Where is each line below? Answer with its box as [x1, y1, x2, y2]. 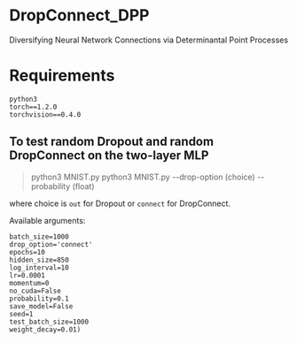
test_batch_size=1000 [9, 317, 90, 326]
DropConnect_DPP [9, 5, 150, 26]
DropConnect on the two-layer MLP [9, 148, 209, 164]
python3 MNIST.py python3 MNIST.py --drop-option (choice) [30, 171, 255, 182]
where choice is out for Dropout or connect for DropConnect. [9, 198, 231, 209]
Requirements [9, 65, 115, 86]
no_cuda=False [9, 286, 62, 295]
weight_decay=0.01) [9, 324, 82, 334]
